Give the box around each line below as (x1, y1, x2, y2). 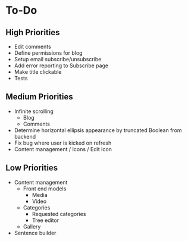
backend (14, 133, 36, 140)
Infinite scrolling (14, 108, 54, 115)
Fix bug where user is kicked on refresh (14, 139, 112, 146)
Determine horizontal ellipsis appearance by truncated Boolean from (14, 126, 182, 134)
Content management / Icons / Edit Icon (14, 145, 112, 152)
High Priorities (5, 27, 60, 37)
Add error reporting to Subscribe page (14, 62, 109, 69)
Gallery (23, 223, 41, 230)
